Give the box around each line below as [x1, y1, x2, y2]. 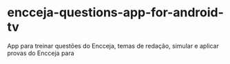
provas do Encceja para [7, 49, 74, 57]
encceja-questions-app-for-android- [7, 5, 224, 20]
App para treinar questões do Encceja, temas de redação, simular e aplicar [7, 42, 219, 50]
